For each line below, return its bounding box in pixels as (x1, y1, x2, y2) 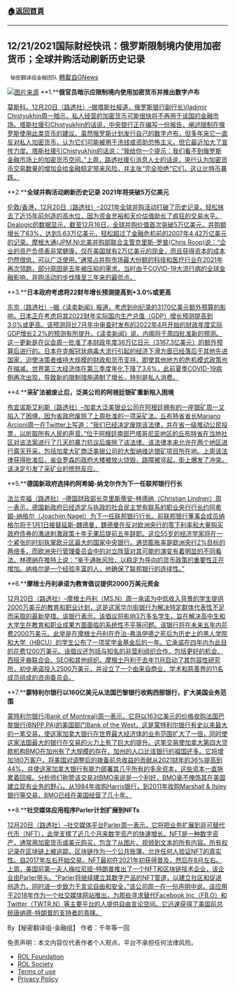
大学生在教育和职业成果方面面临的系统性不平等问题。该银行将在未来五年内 (7, 621, 222, 629)
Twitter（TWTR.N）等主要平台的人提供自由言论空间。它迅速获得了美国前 (7, 900, 217, 909)
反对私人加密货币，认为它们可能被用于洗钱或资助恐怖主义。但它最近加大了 (7, 138, 222, 147)
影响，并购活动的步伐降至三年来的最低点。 (13, 273, 136, 282)
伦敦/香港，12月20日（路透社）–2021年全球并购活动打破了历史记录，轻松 (7, 203, 218, 211)
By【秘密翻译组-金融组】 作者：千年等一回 (7, 923, 130, 932)
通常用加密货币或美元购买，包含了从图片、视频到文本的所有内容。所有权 (19, 838, 228, 847)
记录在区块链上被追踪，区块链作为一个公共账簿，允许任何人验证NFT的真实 (7, 847, 222, 856)
